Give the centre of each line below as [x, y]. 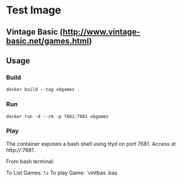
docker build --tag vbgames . [43, 90]
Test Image [34, 10]
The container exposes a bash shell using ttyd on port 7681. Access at [91, 143]
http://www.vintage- [102, 32]
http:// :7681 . [21, 150]
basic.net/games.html [48, 41]
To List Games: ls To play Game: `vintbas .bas [62, 173]
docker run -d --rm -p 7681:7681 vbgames [58, 116]
